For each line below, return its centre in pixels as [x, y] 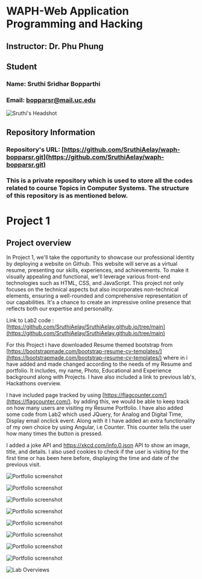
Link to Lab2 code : [30, 321]
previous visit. [24, 465]
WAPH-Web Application [68, 11]
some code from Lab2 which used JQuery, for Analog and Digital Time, [94, 414]
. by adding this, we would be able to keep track [130, 401]
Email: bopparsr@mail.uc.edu [51, 100]
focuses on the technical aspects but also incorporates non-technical [93, 289]
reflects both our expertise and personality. [60, 309]
